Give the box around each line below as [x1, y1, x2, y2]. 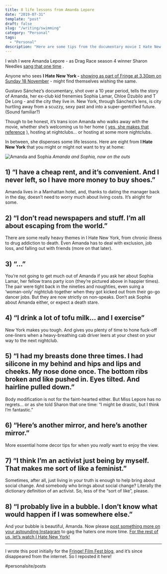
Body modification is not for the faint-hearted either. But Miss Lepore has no [5, 396, 162, 402]
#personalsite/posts [5, 563, 46, 569]
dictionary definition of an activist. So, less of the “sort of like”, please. [5, 488, 149, 494]
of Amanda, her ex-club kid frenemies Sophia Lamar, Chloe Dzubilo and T [5, 93, 156, 99]
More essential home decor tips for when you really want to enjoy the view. [5, 442, 159, 448]
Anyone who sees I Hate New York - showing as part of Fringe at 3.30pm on [5, 73, 162, 79]
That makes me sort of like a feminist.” [5, 464, 127, 473]
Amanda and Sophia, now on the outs [52, 154, 130, 160]
